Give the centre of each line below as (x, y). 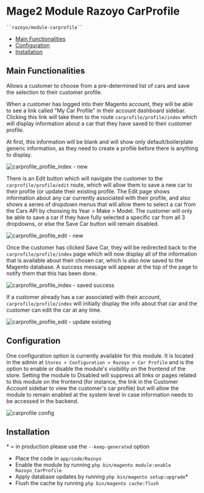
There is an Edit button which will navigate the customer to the (85, 178)
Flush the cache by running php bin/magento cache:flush (87, 483)
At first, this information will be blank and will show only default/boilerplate (100, 142)
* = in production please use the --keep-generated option (78, 447)
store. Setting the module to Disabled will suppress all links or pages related (101, 375)
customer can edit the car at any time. (54, 310)
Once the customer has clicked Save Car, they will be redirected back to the (101, 247)
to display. (19, 154)
